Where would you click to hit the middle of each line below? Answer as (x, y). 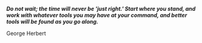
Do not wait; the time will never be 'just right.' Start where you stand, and (101, 9)
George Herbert (26, 33)
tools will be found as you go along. (52, 21)
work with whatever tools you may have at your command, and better (97, 15)
